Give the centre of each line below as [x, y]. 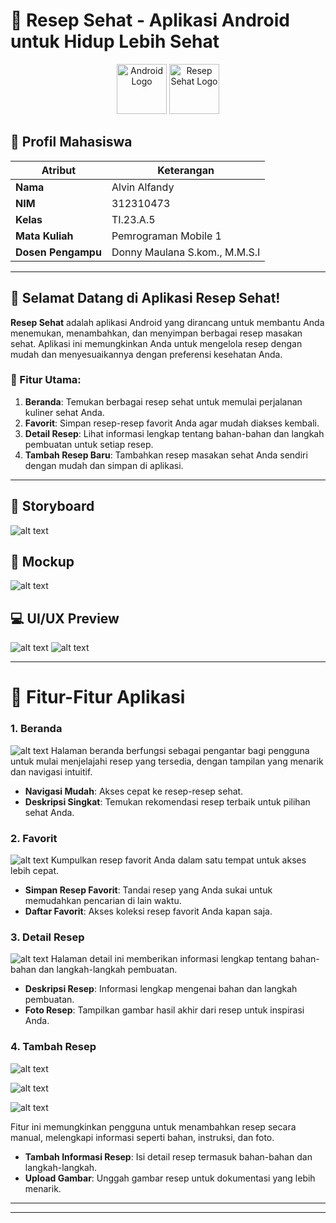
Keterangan [186, 170]
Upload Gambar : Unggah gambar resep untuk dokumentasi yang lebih [170, 1178]
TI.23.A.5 [133, 219]
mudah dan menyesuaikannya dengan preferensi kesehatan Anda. [146, 354]
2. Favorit [34, 838]
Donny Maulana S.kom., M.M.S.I [186, 252]
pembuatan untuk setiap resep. [89, 444]
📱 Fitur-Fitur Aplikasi [98, 697]
